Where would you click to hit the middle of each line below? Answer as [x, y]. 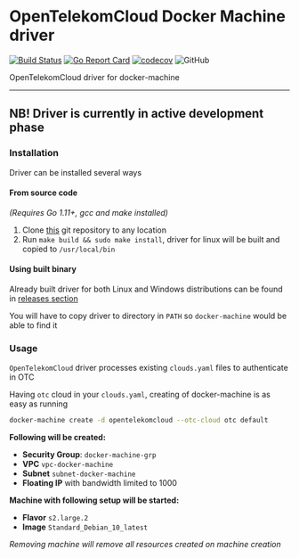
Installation [34, 153]
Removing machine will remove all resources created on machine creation [145, 545]
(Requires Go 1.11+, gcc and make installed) [89, 212]
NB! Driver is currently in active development [137, 114]
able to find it [33, 325]
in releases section [44, 299]
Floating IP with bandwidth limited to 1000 [100, 483]
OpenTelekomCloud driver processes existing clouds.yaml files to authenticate [149, 368]
